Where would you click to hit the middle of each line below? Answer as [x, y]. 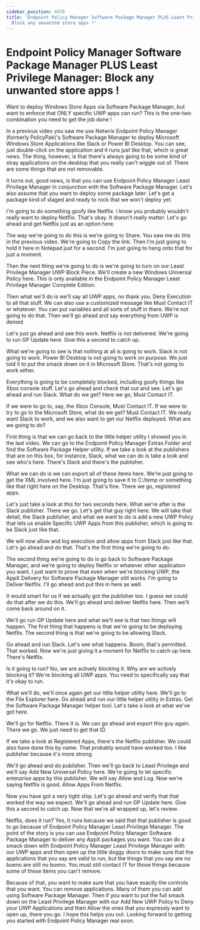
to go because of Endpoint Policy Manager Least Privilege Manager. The [95, 827]
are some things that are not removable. [55, 169]
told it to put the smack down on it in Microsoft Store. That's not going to [95, 364]
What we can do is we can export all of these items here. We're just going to [100, 474]
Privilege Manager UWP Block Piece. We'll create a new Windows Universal [99, 273]
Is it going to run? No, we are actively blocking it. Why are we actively [91, 669]
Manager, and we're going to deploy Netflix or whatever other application [96, 566]
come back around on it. [36, 608]
